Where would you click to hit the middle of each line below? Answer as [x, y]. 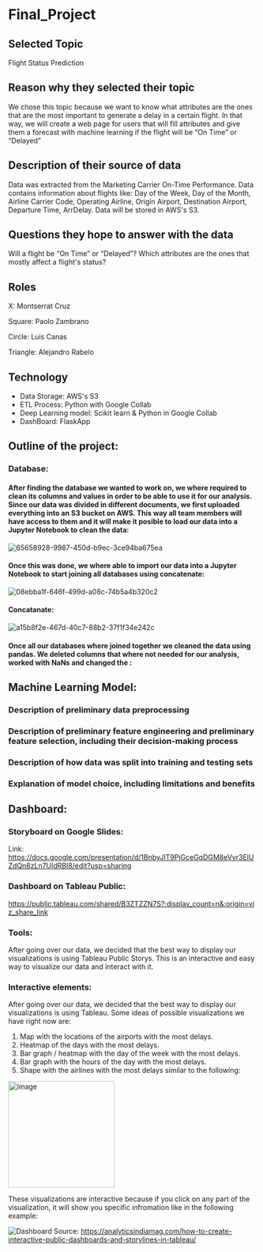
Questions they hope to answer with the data [121, 235]
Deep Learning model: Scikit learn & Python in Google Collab [118, 413]
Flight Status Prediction [46, 63]
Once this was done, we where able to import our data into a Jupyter [122, 566]
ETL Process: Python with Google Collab [85, 405]
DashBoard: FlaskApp [55, 422]
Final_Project [52, 15]
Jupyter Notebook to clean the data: [69, 529]
